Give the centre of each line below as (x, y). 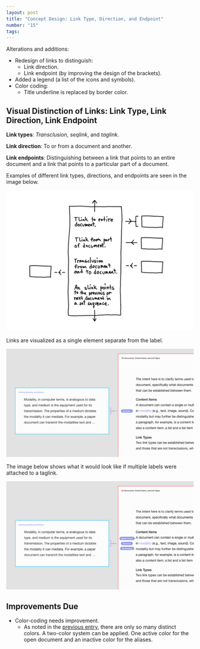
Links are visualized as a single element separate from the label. (85, 341)
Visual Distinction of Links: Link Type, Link (86, 111)
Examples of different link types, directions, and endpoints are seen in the (96, 176)
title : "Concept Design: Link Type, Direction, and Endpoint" (85, 19)
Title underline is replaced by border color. (76, 92)
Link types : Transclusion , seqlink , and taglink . (63, 135)
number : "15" (22, 25)
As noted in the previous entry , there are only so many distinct (100, 627)
